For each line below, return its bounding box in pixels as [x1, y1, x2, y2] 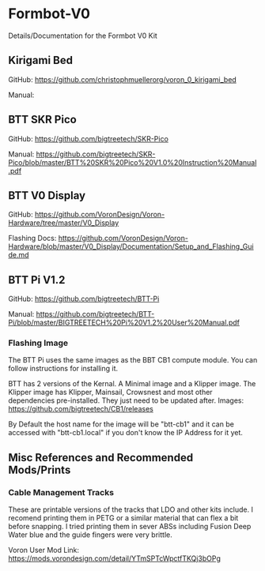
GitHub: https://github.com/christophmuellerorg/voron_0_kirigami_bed [8, 74, 237, 84]
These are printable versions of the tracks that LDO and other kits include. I [8, 505, 253, 514]
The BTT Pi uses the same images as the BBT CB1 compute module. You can [8, 355, 258, 365]
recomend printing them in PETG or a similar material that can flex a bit [8, 513, 239, 523]
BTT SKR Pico [8, 113, 77, 126]
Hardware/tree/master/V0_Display [8, 218, 119, 227]
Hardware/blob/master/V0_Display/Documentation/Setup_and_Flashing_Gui [8, 242, 255, 251]
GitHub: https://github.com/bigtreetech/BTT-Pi [8, 294, 160, 304]
